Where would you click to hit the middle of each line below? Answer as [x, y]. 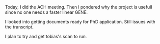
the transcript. [19, 27]
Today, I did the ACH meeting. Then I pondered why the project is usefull [79, 7]
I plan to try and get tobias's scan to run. [46, 36]
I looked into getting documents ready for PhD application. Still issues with [80, 22]
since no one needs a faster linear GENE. [47, 12]
